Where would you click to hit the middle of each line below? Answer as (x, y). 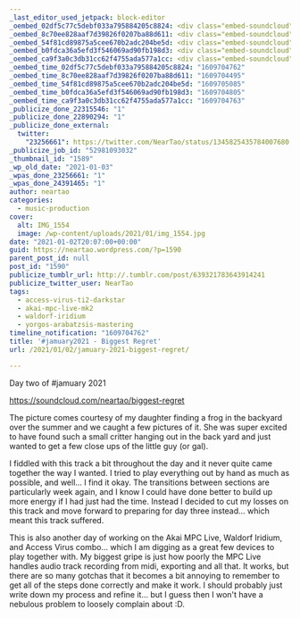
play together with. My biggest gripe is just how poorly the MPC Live (135, 556)
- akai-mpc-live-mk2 (55, 308)
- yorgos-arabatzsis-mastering (75, 325)
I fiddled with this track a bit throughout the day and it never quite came (141, 463)
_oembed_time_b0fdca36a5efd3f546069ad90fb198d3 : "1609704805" (127, 92)
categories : (31, 200)
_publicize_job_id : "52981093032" (74, 150)
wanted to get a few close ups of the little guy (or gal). (109, 446)
